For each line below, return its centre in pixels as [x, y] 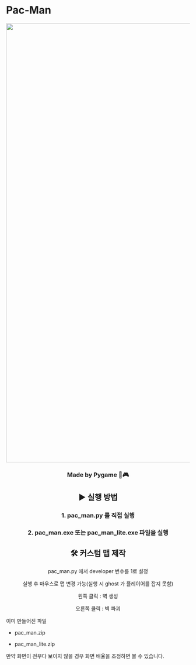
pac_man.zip [30, 632]
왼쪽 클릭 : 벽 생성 [98, 596]
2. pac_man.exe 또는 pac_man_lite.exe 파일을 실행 [98, 533]
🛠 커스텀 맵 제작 [98, 553]
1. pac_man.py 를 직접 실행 [98, 516]
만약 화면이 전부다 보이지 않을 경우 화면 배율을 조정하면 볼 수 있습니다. [85, 656]
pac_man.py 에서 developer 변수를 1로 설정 [98, 571]
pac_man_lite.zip [35, 644]
